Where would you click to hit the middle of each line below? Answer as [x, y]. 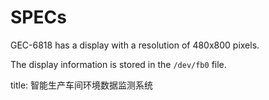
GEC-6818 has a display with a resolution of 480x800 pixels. [135, 45]
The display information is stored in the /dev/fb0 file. [118, 64]
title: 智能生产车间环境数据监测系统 [82, 85]
